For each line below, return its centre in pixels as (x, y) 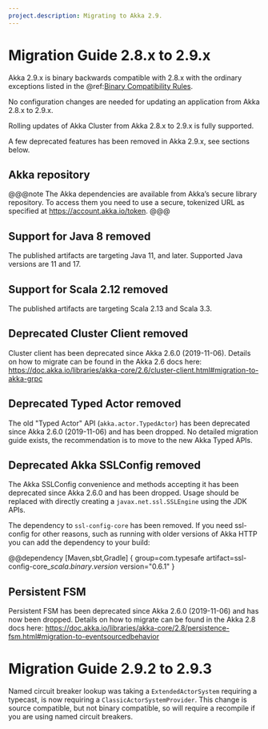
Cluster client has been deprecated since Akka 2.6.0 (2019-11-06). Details (130, 352)
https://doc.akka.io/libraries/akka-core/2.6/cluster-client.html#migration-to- (134, 370)
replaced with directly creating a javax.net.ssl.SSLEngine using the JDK (128, 501)
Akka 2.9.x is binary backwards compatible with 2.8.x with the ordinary (125, 78)
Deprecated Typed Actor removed (95, 404)
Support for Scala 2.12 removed (88, 289)
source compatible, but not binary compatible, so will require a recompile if (132, 708)
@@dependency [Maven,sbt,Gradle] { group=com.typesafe (106, 558)
